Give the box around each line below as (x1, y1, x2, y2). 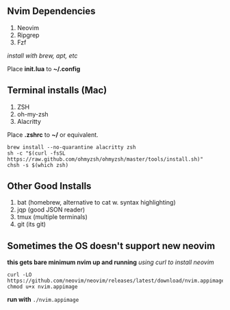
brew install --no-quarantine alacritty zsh (7, 144, 136, 151)
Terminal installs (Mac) (7, 85, 107, 96)
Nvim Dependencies (7, 5, 96, 17)
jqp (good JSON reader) (16, 205, 86, 214)
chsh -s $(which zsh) (7, 162, 69, 168)
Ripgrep (16, 31, 40, 39)
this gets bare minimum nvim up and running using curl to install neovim (7, 258, 214, 266)
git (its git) (16, 220, 47, 229)
